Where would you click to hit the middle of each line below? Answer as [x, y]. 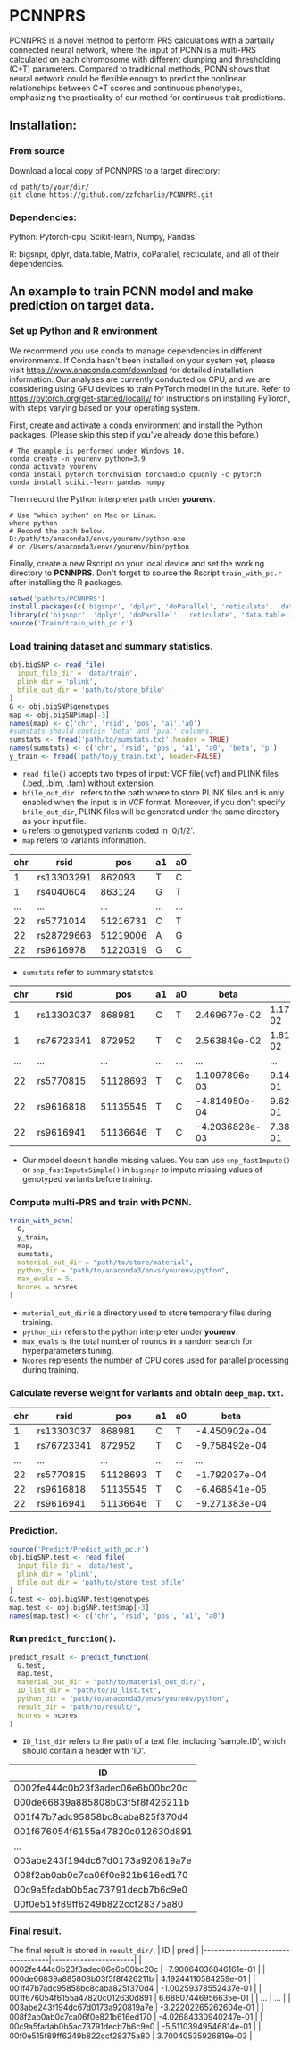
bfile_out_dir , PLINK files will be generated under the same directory [151, 812]
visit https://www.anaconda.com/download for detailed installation [131, 370]
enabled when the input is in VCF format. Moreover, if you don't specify [154, 802]
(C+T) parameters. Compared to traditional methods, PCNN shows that [140, 69]
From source [37, 151]
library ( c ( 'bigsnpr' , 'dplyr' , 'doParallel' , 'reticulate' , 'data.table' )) [153, 615]
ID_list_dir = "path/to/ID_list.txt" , [90, 1691]
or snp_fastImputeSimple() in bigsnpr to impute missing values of [142, 1170]
